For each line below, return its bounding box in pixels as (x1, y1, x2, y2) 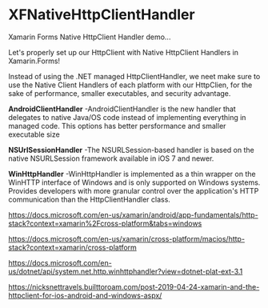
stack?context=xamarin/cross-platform (8, 242, 138, 252)
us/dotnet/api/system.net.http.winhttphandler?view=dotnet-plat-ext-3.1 (8, 266, 243, 276)
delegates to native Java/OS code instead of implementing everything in (8, 112, 246, 122)
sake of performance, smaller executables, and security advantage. (8, 88, 231, 98)
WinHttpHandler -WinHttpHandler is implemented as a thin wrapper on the (8, 169, 256, 178)
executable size (8, 130, 60, 139)
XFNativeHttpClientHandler (8, 6, 195, 24)
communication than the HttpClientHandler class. (8, 194, 170, 204)
